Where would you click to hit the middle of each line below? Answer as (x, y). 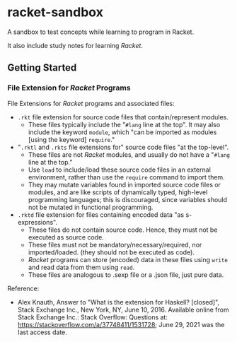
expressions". (37, 222)
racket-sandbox (56, 12)
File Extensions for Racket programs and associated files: (91, 103)
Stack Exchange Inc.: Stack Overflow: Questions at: (92, 317)
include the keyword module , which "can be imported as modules (122, 132)
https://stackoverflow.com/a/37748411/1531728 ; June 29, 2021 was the (121, 324)
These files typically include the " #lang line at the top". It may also (124, 124)
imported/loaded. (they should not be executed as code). (111, 252)
